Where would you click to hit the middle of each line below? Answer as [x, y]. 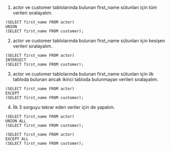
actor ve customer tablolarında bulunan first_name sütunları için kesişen [89, 41]
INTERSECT [16, 60]
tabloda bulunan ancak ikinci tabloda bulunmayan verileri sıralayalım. [86, 79]
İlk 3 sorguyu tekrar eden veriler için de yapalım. [64, 107]
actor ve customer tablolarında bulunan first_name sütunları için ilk [83, 74]
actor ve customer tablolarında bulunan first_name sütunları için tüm [85, 7]
